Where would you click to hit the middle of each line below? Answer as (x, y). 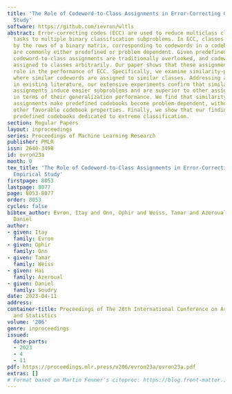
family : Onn (31, 252)
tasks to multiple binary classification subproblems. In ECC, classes (119, 39)
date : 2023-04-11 (32, 297)
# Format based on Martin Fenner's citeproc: (74, 380)
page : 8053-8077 (30, 194)
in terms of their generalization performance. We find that (103, 97)
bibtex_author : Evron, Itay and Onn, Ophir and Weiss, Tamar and (103, 213)
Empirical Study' (38, 174)
